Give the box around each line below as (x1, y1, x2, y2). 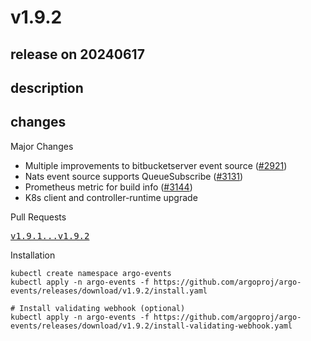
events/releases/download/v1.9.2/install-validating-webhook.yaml (10, 321, 293, 331)
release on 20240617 (10, 46, 145, 63)
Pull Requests (10, 211, 67, 223)
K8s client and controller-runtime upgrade (24, 191, 198, 203)
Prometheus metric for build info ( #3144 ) (24, 181, 193, 193)
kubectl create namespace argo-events (10, 268, 172, 278)
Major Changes (10, 140, 74, 152)
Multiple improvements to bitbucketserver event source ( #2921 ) (24, 159, 288, 171)
